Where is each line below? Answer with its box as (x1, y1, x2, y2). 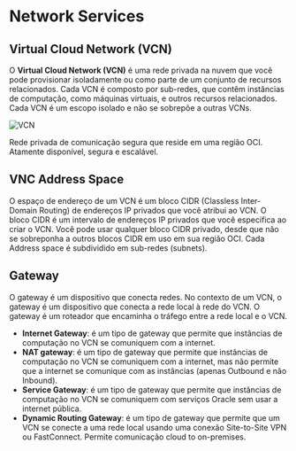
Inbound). (21, 375, 58, 385)
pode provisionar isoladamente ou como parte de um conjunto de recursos (9, 74, 282, 85)
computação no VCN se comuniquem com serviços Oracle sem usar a (21, 393, 278, 404)
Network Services (9, 6, 145, 27)
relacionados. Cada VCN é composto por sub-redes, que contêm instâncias (9, 84, 285, 94)
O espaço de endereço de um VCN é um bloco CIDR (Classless (9, 195, 239, 206)
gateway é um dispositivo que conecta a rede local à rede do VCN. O (9, 301, 261, 312)
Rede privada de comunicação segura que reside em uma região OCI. (9, 137, 263, 147)
